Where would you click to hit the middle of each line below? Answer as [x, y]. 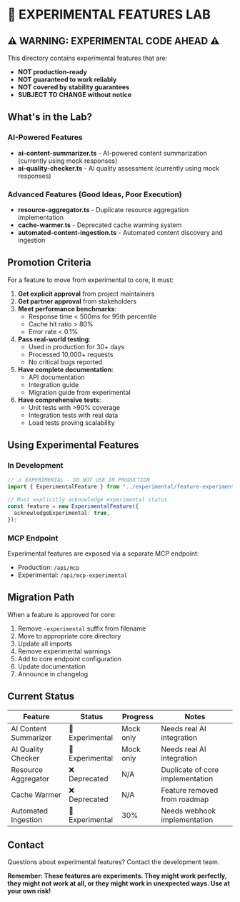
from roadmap [185, 799]
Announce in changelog [53, 673]
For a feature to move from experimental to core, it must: [91, 280]
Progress [137, 716]
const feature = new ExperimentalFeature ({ [73, 506]
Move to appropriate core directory [69, 636]
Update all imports [45, 643]
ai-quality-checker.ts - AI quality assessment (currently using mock [119, 168]
